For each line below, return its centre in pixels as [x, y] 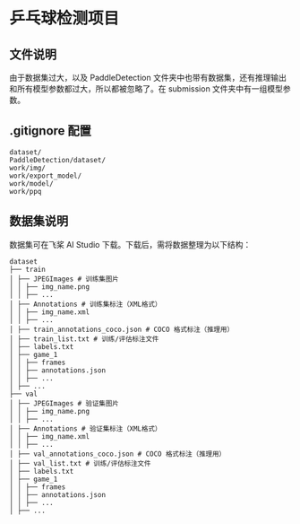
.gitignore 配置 [51, 131]
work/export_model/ [46, 176]
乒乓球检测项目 [64, 18]
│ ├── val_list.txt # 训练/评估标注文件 [80, 463]
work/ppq [26, 191]
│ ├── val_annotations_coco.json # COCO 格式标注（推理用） [118, 454]
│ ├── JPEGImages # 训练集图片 [64, 279]
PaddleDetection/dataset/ [57, 160]
